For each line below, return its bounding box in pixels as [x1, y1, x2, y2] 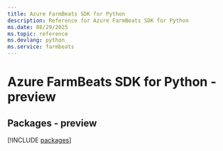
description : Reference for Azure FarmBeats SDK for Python [7, 17, 190, 24]
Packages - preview [7, 117, 97, 129]
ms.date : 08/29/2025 [7, 23, 69, 30]
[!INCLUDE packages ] [7, 136, 72, 144]
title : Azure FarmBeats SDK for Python [7, 10, 126, 18]
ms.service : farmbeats [7, 43, 75, 50]
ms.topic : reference [7, 30, 69, 38]
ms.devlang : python [7, 37, 65, 44]
